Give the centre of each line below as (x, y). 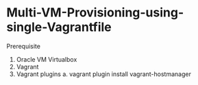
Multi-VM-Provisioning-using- (95, 13)
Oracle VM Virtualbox (47, 59)
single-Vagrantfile (59, 27)
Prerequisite (23, 46)
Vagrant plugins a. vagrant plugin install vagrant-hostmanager (103, 74)
